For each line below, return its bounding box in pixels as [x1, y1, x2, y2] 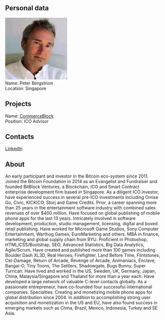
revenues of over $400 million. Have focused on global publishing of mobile [5, 210, 160, 216]
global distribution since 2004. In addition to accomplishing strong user [5, 295, 151, 301]
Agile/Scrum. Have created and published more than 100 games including [5, 247, 156, 253]
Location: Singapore [5, 85, 47, 91]
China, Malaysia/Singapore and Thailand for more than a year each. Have [5, 273, 155, 279]
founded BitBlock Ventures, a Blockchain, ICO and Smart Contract [5, 184, 140, 190]
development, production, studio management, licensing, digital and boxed [5, 221, 158, 227]
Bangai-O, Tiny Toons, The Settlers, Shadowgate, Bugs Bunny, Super [5, 263, 146, 269]
